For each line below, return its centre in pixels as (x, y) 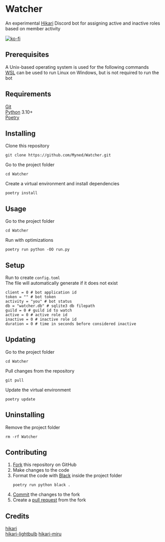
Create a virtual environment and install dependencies (62, 184)
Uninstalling (25, 415)
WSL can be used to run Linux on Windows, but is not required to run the (82, 72)
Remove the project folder (33, 427)
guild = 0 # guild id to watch (39, 311)
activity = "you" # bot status (39, 301)
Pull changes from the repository (40, 371)
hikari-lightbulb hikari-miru (34, 534)
